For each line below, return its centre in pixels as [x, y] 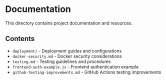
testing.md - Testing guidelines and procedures [61, 61]
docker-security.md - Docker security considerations [67, 56]
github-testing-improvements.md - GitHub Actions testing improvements [87, 72]
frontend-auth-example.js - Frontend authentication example [75, 66]
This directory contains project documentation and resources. [69, 23]
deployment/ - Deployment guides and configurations [67, 50]
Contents [20, 39]
